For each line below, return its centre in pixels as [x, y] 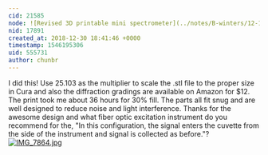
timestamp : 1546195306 [46, 46]
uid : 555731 [28, 53]
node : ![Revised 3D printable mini [67, 23]
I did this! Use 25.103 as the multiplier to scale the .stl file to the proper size [132, 83]
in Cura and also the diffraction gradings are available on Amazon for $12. [129, 91]
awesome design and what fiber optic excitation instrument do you [118, 117]
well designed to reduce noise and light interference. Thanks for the [120, 108]
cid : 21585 [26, 16]
